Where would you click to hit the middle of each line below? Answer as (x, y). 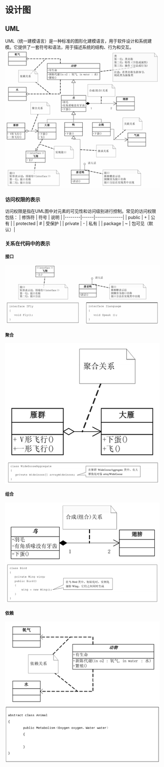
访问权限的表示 (23, 199)
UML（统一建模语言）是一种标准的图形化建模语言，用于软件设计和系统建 (78, 41)
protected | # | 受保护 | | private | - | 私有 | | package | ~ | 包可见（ (82, 224)
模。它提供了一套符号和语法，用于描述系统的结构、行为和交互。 (69, 47)
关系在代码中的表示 (28, 244)
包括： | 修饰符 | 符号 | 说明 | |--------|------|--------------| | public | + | (78, 218)
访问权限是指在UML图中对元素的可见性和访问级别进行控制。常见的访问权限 (81, 211)
